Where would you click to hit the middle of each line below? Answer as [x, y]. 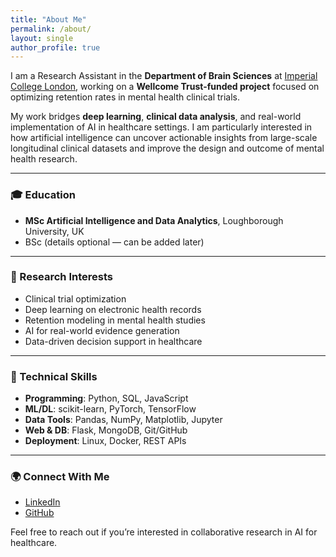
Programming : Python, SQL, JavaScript [106, 398]
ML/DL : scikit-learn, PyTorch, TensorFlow [110, 409]
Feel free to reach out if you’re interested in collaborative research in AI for [164, 532]
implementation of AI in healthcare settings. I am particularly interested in [161, 127]
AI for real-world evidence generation [102, 330]
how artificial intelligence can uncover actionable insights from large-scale [164, 138]
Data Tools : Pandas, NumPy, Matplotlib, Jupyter [123, 420]
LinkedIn [42, 502]
